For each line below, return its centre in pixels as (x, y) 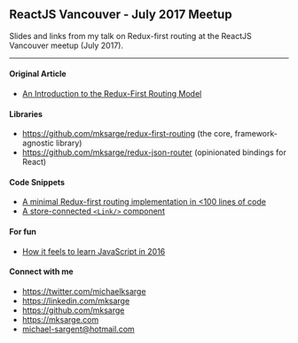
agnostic (38, 143)
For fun (23, 232)
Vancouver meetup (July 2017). (67, 45)
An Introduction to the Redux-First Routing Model (112, 94)
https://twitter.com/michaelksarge (84, 291)
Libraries (26, 113)
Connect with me (41, 272)
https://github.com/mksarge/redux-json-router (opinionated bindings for (154, 152)
